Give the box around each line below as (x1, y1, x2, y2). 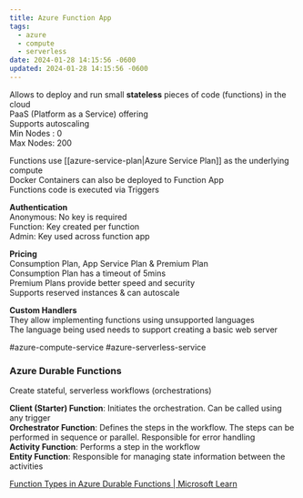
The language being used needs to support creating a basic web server (9, 324, 278, 335)
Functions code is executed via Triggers (9, 184, 159, 195)
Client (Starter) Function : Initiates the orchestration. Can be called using (9, 402, 282, 414)
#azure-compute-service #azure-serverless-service (9, 341, 207, 352)
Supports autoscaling (9, 117, 90, 128)
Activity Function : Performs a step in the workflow (9, 442, 200, 452)
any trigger (9, 412, 51, 423)
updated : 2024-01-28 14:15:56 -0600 (9, 65, 148, 74)
